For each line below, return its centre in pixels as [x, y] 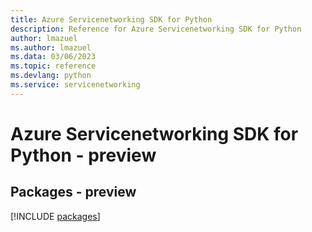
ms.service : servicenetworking [75, 85]
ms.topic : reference [53, 66]
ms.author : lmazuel [51, 47]
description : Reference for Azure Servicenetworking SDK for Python [156, 29]
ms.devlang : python [51, 76]
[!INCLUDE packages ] [55, 216]
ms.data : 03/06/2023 [53, 57]
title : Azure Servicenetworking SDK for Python [111, 19]
